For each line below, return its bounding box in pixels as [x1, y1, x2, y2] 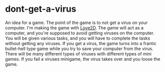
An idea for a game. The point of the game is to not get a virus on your [5, 20, 148, 25]
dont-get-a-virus [5, 3, 76, 15]
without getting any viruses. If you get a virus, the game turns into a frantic [5, 40, 157, 46]
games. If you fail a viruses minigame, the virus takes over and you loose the [5, 56, 161, 62]
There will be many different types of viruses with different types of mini [5, 50, 152, 57]
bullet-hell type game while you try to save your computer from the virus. [5, 46, 154, 51]
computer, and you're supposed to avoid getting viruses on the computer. [5, 30, 155, 36]
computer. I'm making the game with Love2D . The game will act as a [5, 24, 144, 30]
